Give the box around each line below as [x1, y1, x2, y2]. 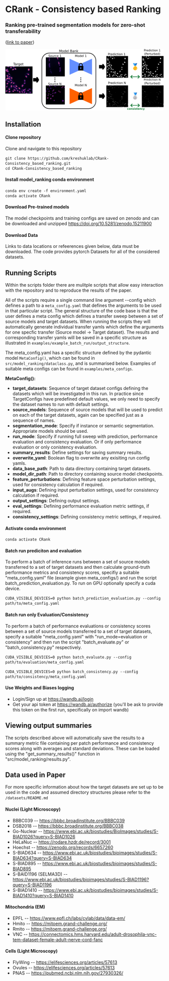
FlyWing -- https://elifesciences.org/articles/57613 [12, 959, 117, 965]
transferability [5, 28, 41, 35]
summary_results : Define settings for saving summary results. [12, 449, 143, 455]
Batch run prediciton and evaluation [5, 548, 82, 554]
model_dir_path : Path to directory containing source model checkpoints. [12, 471, 163, 477]
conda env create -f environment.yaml [5, 188, 87, 193]
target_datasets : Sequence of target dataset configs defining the [12, 385, 148, 391]
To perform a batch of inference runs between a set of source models [5, 559, 150, 565]
